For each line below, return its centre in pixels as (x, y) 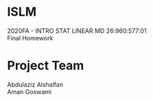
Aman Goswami (30, 91)
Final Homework (30, 38)
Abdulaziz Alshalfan (35, 84)
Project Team (46, 66)
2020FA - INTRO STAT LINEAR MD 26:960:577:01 (77, 31)
